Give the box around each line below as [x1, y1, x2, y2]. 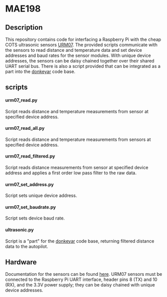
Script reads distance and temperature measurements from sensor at [5, 108, 149, 114]
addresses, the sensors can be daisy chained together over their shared [5, 58, 154, 63]
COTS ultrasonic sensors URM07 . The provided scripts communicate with [5, 42, 157, 48]
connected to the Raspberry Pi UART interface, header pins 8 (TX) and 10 [5, 276, 157, 282]
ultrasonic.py [5, 227, 34, 233]
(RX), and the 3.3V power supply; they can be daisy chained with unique [5, 282, 155, 288]
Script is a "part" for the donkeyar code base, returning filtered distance [5, 238, 154, 244]
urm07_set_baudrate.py [5, 204, 56, 210]
